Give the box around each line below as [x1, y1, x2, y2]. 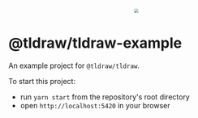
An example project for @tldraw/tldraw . [8, 61, 140, 70]
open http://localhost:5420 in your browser [19, 100, 170, 110]
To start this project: [8, 76, 75, 86]
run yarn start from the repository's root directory [19, 91, 191, 102]
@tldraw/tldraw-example [8, 34, 183, 53]
